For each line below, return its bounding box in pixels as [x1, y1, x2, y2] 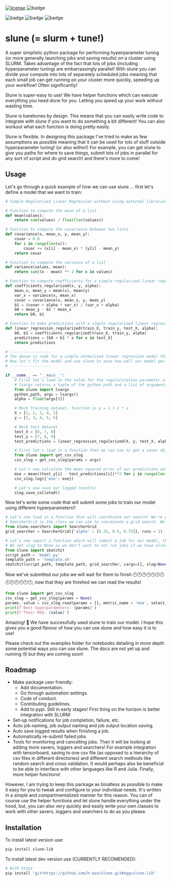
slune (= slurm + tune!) [5, 33, 104, 44]
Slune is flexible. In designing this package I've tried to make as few [5, 133, 148, 140]
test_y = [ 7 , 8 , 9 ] [14, 434, 56, 439]
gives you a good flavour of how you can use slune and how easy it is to [5, 624, 157, 631]
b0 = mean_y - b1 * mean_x [14, 307, 72, 312]
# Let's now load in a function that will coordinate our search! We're [5, 515, 163, 520]
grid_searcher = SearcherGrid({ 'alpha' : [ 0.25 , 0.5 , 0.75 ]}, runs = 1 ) [5, 529, 163, 534]
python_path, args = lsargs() [14, 391, 79, 397]
